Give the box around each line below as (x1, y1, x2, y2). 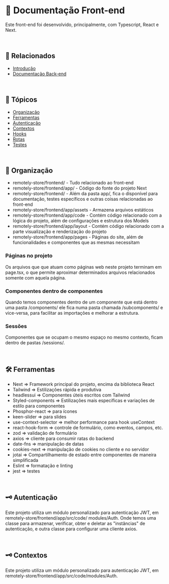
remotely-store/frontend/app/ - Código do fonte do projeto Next (12, 185, 147, 191)
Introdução (12, 65, 36, 71)
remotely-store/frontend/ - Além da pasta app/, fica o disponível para (12, 191, 158, 197)
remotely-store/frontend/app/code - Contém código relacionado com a (12, 212, 162, 219)
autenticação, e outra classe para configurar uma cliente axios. (5, 526, 137, 532)
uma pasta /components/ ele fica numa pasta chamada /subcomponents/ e (5, 304, 163, 311)
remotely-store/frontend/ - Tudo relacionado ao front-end (12, 180, 134, 186)
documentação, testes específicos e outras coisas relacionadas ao (12, 196, 153, 202)
